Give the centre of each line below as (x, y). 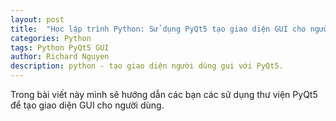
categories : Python (51, 38)
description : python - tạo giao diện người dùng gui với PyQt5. (147, 66)
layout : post (37, 19)
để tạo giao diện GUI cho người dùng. (87, 105)
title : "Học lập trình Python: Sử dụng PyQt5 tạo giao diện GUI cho (158, 29)
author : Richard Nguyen (60, 57)
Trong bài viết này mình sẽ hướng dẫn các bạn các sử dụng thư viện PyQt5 (164, 94)
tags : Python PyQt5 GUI (60, 47)
